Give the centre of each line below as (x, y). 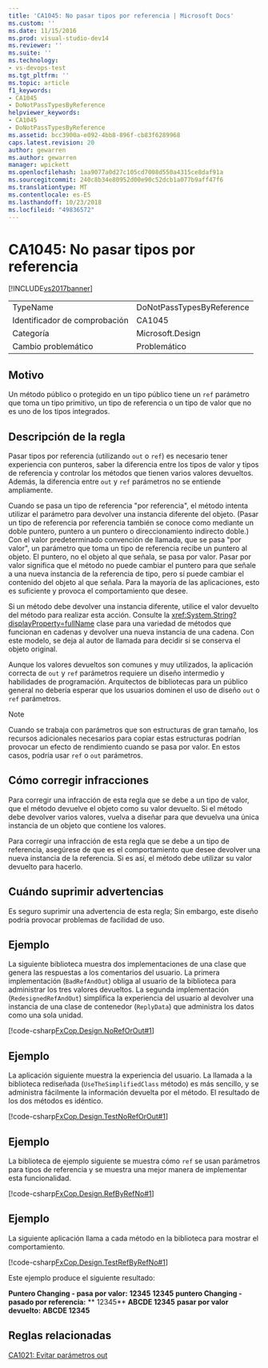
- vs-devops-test (37, 68)
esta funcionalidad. (40, 1178)
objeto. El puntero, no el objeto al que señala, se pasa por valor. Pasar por (130, 556)
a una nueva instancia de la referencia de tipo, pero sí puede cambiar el (126, 574)
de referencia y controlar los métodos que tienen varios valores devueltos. (131, 473)
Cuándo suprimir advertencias (86, 892)
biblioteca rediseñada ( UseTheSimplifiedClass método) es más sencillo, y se (134, 1084)
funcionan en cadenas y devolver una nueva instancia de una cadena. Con (131, 631)
